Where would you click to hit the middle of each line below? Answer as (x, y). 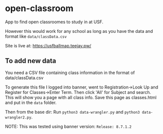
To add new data (31, 61)
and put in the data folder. (31, 103)
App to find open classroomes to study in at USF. (54, 22)
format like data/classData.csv (36, 36)
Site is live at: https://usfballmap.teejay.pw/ (48, 45)
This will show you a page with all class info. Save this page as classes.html (81, 97)
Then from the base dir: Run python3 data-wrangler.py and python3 (72, 112)
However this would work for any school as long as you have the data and (79, 31)
